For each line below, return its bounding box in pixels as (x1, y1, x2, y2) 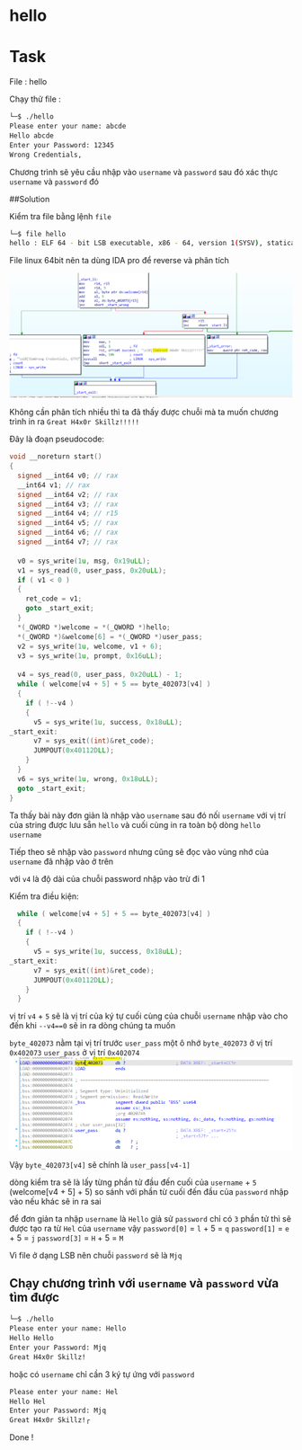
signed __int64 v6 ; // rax (17, 528, 119, 538)
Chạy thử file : (9, 93, 61, 104)
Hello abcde (9, 131, 54, 140)
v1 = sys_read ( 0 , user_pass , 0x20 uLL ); (17, 565, 167, 575)
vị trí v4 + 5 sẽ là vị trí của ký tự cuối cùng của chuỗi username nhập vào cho (9, 1010, 289, 1021)
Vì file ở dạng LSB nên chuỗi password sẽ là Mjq (9, 1250, 182, 1260)
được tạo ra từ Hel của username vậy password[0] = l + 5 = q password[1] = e (9, 1223, 289, 1233)
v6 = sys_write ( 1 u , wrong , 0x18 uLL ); (17, 774, 159, 783)
